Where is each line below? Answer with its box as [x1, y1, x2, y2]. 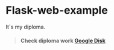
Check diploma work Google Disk [20, 37, 106, 44]
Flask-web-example [5, 4, 108, 17]
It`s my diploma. [5, 23, 46, 30]
